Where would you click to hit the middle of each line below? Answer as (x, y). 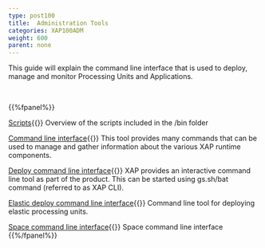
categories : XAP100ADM (46, 30)
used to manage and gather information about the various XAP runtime (125, 147)
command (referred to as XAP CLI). (66, 187)
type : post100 (32, 16)
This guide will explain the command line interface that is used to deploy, (128, 68)
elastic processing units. (48, 211)
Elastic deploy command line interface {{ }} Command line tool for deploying (132, 203)
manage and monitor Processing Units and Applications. (101, 77)
